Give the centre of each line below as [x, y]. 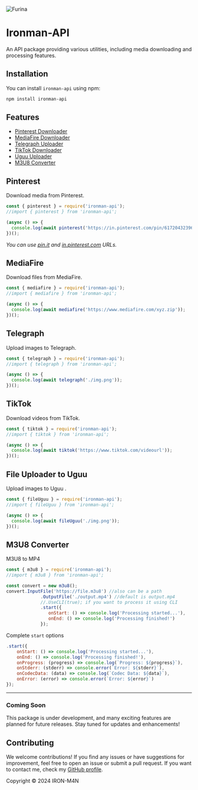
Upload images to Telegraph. [41, 348]
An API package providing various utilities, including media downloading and [99, 49]
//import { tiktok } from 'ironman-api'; [58, 434]
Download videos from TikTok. [43, 418]
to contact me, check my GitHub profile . [55, 769]
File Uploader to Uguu [47, 474]
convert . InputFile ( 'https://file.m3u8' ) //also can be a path [84, 591]
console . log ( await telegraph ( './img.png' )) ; [67, 380]
